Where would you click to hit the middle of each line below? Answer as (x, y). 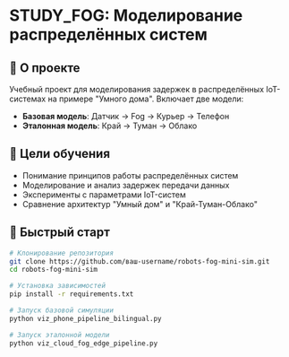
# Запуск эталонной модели (59, 335)
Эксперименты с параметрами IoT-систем (104, 195)
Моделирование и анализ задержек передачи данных (126, 185)
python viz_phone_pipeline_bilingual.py (86, 318)
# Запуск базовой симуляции (62, 310)
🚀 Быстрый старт (59, 233)
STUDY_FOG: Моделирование (126, 16)
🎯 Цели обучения (59, 154)
